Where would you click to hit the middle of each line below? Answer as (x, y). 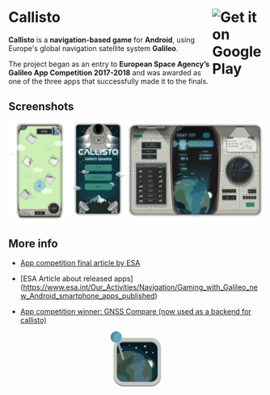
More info (33, 243)
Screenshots (41, 106)
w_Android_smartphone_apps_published (87, 295)
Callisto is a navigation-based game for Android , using (102, 40)
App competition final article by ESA (80, 262)
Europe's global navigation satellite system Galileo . (93, 48)
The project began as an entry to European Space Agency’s (109, 64)
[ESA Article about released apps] (76, 278)
